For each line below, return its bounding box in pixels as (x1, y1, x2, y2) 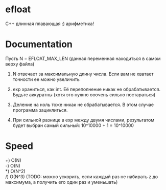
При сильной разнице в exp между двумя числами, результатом (12, 117, 155, 123)
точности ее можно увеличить (12, 76, 80, 82)
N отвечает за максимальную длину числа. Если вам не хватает (12, 71, 154, 77)
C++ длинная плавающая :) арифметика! (5, 20, 94, 27)
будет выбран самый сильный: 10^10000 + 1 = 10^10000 (12, 122, 134, 129)
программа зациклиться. (12, 107, 68, 113)
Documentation (5, 38, 73, 50)
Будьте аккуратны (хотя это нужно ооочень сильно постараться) (12, 91, 156, 98)
